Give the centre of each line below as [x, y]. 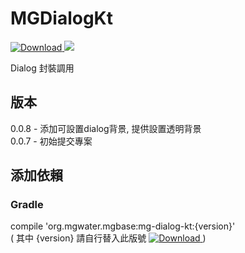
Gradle [27, 205]
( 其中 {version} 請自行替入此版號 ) [108, 238]
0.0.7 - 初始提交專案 [51, 141]
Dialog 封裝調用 [42, 68]
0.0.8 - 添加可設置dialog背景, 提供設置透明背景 [106, 128]
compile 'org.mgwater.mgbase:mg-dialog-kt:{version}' [123, 226]
